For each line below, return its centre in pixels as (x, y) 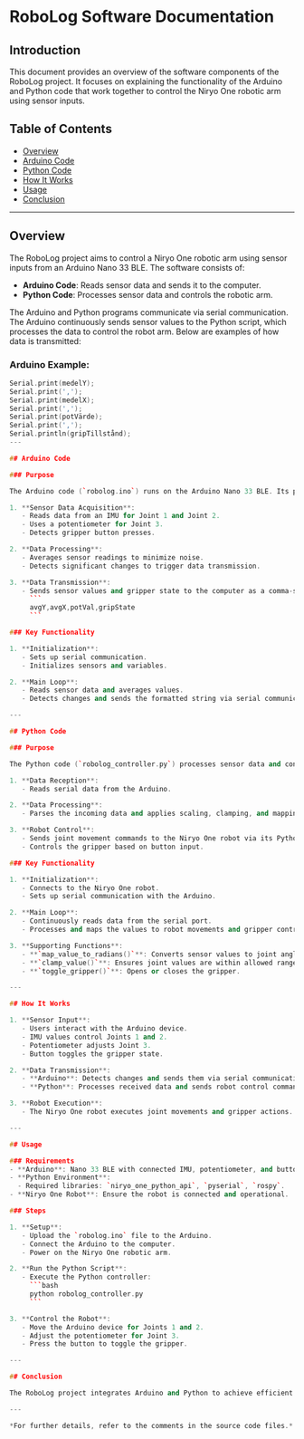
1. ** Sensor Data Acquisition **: (72, 508)
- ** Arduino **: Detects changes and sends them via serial (135, 1079)
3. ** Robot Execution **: (56, 1103)
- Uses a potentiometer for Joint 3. (93, 524)
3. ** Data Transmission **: (60, 582)
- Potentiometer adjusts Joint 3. (86, 1045)
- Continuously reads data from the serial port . (117, 921)
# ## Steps (28, 1211)
